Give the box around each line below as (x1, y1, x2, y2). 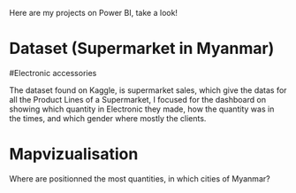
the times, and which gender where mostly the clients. (9, 112, 207, 123)
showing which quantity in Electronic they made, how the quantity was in (9, 104, 275, 114)
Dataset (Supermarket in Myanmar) (9, 39, 275, 58)
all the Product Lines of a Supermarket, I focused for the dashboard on (9, 94, 267, 104)
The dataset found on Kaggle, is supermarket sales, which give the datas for (9, 84, 287, 96)
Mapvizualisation (9, 144, 139, 165)
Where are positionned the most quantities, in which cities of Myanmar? (9, 173, 271, 184)
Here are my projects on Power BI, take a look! (9, 8, 178, 18)
